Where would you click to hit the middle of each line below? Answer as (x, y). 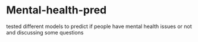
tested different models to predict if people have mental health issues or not (99, 26)
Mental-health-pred (56, 10)
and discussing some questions (45, 32)
